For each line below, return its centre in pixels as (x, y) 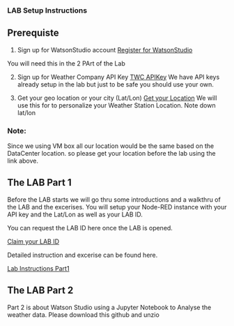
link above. (23, 161)
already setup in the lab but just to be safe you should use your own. (116, 84)
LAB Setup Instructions (47, 10)
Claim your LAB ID (33, 241)
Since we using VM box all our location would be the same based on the (111, 146)
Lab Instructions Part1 (38, 268)
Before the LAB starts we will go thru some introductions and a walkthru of (114, 199)
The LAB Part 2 (40, 291)
